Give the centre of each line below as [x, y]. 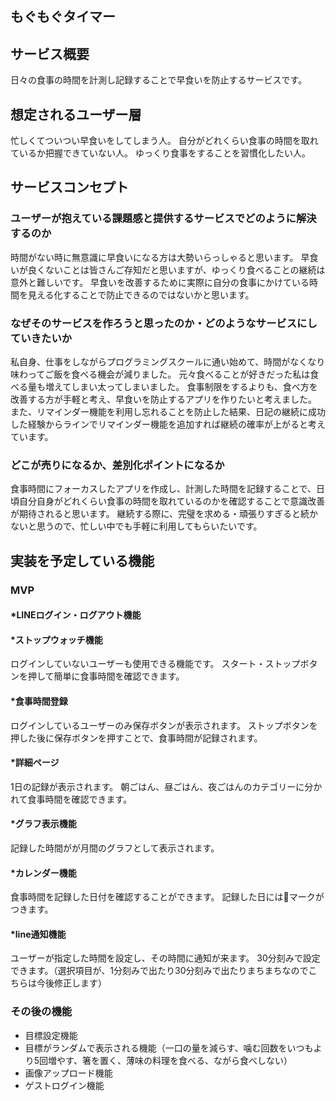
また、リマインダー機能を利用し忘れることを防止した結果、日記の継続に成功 [168, 411]
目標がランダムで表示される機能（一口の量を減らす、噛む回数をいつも [169, 1048]
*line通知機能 [38, 934]
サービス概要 [50, 53]
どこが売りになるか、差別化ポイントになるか [117, 465]
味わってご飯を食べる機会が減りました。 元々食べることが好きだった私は [160, 374]
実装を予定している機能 [82, 560]
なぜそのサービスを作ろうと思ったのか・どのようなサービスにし [164, 323]
